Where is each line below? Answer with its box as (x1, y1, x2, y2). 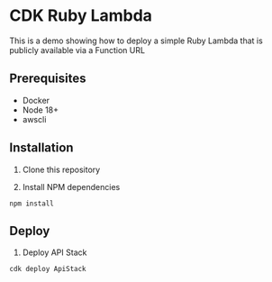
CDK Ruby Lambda (9, 5, 153, 26)
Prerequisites (9, 71, 86, 86)
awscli (22, 114, 47, 124)
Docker (22, 95, 50, 105)
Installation (9, 141, 74, 156)
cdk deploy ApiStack (9, 265, 87, 274)
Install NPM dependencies (22, 181, 121, 192)
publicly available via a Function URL (9, 44, 146, 55)
